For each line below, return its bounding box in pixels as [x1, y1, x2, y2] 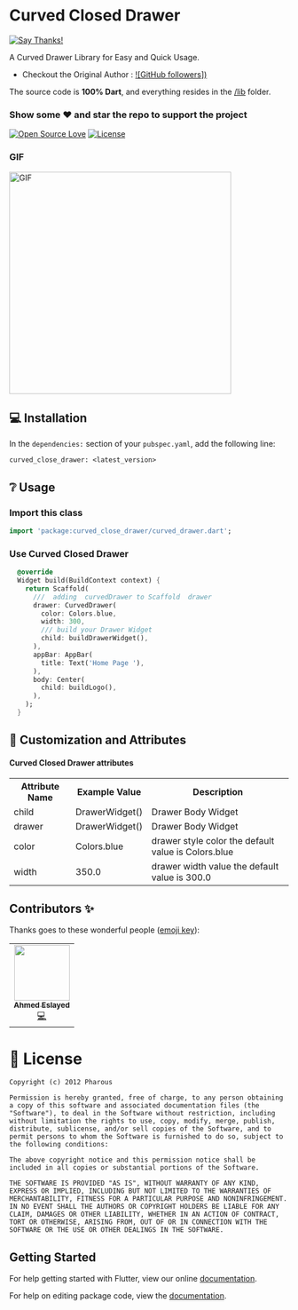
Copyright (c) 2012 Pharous [9, 1078, 114, 1087]
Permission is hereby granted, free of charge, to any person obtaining [9, 1093, 284, 1102]
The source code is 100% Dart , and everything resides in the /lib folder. [9, 86, 271, 97]
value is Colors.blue [151, 846, 234, 858]
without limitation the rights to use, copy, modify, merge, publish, [9, 1116, 276, 1126]
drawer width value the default [151, 860, 279, 872]
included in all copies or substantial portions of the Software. [9, 1163, 260, 1172]
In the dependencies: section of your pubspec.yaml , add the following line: [9, 439, 276, 449]
